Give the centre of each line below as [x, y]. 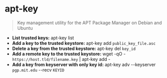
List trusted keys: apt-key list [43, 38]
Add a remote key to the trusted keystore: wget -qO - [69, 54]
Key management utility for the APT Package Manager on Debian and [90, 23]
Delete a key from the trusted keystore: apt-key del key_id [74, 48]
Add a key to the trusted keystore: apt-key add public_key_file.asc [84, 43]
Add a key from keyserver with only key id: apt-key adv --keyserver [84, 64]
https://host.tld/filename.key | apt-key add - [61, 59]
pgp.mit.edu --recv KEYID [38, 70]
